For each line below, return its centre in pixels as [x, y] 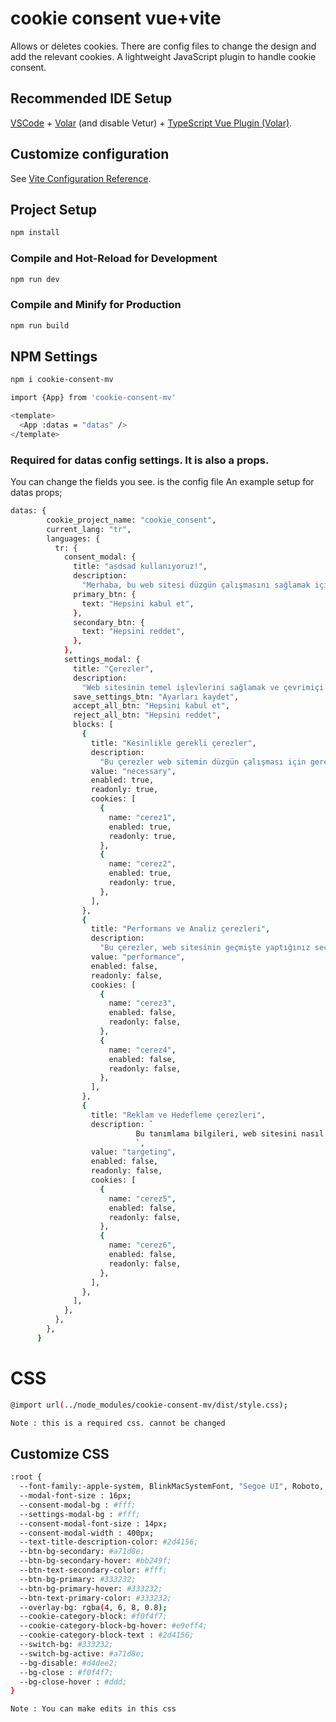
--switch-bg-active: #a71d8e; [82, 1653]
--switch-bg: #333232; [66, 1645]
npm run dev [35, 279]
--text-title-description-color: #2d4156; [109, 1542]
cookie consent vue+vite [116, 18]
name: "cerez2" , [142, 864]
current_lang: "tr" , [89, 529]
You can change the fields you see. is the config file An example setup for [162, 482]
